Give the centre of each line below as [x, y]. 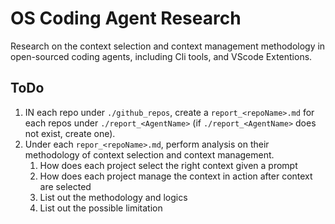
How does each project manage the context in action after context [176, 176]
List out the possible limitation [101, 208]
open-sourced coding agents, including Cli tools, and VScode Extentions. [161, 56]
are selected [65, 186]
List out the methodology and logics [113, 197]
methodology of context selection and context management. [149, 154]
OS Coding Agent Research [126, 18]
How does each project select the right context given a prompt [168, 165]
